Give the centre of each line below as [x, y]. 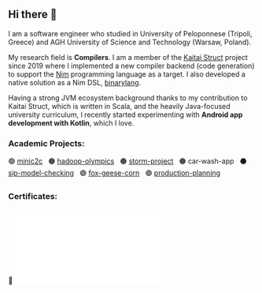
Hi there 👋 [33, 15]
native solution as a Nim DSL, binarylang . [75, 82]
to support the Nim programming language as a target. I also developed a [127, 74]
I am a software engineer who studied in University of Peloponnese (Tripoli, [131, 33]
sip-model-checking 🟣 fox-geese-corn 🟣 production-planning [114, 173]
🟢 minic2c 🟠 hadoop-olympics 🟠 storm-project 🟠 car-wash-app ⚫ [127, 161]
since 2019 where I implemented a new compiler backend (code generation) [131, 66]
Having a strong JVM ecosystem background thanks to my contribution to [128, 98]
